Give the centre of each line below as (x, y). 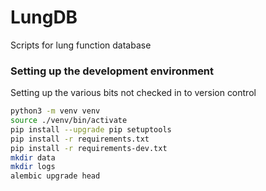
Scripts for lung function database (81, 45)
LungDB (44, 17)
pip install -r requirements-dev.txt (89, 148)
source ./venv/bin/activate (69, 121)
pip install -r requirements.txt (80, 139)
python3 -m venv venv (55, 111)
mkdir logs (33, 167)
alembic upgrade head (55, 176)
